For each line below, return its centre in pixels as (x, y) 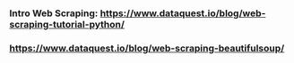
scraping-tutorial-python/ (67, 24)
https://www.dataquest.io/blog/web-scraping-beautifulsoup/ (147, 48)
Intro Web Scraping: (54, 13)
